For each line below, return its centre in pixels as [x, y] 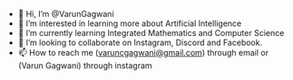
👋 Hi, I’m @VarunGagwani [66, 14]
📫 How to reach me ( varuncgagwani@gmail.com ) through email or [143, 53]
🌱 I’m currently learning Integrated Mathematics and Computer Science [151, 33]
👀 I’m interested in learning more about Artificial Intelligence [130, 23]
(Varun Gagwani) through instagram [85, 66]
